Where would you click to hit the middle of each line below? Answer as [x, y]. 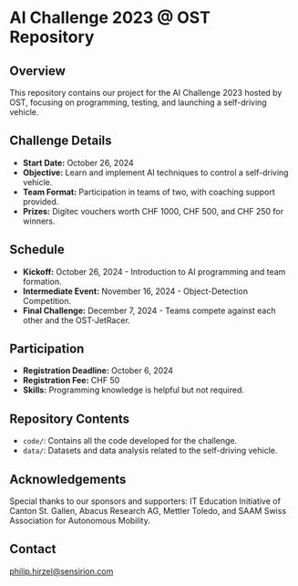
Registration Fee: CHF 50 [71, 381]
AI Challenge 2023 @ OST [110, 18]
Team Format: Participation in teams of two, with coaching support [149, 192]
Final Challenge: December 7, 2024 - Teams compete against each [149, 310]
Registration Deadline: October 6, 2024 [98, 371]
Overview [38, 71]
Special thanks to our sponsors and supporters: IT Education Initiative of [145, 501]
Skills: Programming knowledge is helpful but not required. [133, 390]
